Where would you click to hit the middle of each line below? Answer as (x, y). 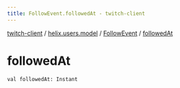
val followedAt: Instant (42, 79)
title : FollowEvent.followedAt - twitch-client (76, 13)
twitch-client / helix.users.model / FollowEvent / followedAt (90, 33)
